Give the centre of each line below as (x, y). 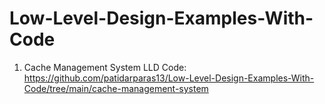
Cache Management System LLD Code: (105, 67)
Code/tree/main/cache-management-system (116, 88)
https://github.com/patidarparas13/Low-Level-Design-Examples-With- (169, 78)
